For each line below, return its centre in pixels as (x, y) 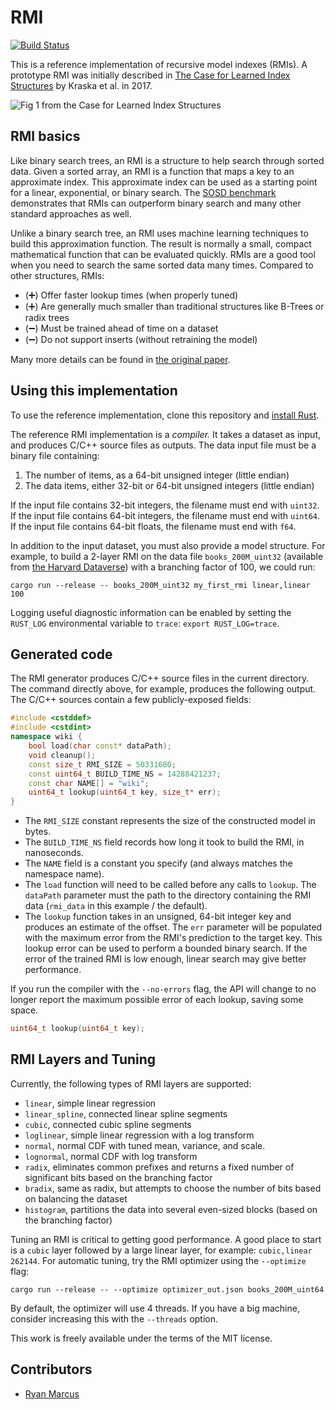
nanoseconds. (54, 853)
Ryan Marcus (52, 1393)
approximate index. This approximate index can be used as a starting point (164, 182)
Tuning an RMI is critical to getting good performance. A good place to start (166, 1239)
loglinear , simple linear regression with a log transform (139, 1135)
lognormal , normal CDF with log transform (111, 1156)
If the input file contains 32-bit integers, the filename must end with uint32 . (165, 505)
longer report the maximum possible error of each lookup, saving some (157, 1000)
